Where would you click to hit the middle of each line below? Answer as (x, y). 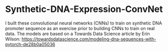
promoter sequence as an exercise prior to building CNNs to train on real (80, 28)
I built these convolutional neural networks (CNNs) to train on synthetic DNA (84, 23)
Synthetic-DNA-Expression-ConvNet (84, 9)
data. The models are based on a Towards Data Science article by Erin (77, 33)
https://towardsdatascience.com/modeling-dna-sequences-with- (89, 39)
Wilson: (13, 39)
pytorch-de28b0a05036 (30, 44)
